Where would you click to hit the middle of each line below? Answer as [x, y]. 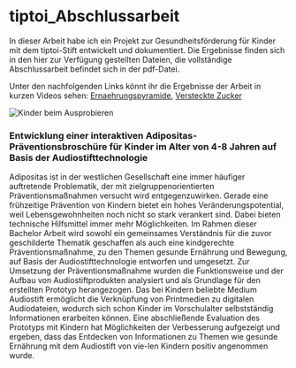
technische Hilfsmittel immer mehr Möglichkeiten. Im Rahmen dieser [133, 224]
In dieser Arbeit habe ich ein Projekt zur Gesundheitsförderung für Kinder [143, 41]
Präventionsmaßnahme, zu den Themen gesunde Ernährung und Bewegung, [148, 252]
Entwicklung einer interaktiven [76, 135]
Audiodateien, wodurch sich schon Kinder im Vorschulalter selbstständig [141, 309]
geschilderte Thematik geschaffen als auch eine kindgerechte [121, 243]
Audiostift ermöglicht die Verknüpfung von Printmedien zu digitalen [132, 299]
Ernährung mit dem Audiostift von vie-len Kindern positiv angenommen [139, 346]
